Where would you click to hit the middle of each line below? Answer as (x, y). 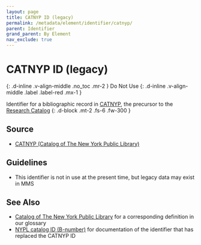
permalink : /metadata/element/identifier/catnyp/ (70, 23)
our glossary (31, 223)
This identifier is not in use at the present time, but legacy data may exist (105, 177)
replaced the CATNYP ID (45, 236)
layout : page (22, 12)
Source (20, 129)
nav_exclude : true (29, 40)
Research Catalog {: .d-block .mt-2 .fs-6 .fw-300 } (68, 110)
